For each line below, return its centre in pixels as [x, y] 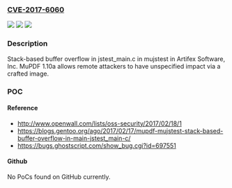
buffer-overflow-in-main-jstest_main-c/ [74, 138]
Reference [23, 108]
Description [28, 44]
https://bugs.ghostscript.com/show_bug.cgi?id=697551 [96, 145]
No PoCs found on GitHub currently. [59, 177]
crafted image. [28, 74]
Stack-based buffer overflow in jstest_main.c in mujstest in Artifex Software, [116, 59]
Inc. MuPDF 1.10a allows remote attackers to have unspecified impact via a [114, 66]
